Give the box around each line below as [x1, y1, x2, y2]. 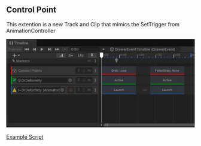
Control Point [6, 5, 57, 15]
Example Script [6, 133, 44, 141]
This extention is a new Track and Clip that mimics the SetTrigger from [6, 20, 180, 28]
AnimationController [6, 27, 56, 34]
